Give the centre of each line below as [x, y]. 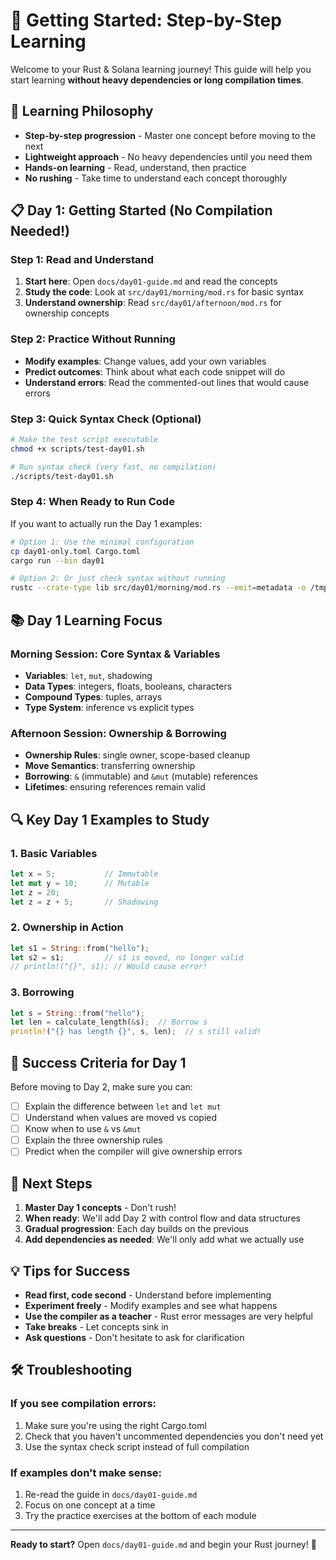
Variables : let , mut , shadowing [88, 675]
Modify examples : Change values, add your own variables [145, 361]
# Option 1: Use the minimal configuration [102, 542]
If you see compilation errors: [83, 1404]
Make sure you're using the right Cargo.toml [115, 1425]
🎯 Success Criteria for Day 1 [98, 1062]
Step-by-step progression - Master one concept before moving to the [170, 135]
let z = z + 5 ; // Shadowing [84, 902]
